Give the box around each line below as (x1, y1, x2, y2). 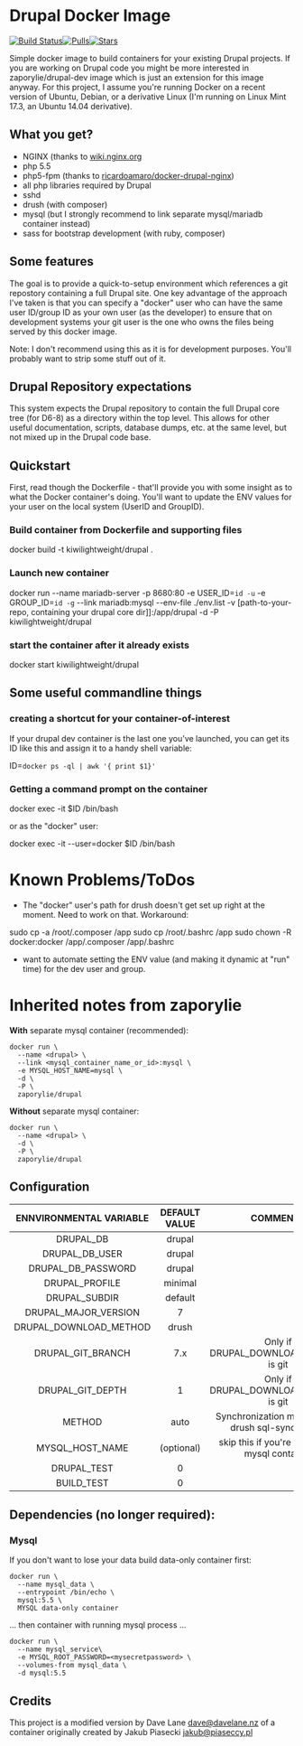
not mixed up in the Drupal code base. (9, 432, 151, 443)
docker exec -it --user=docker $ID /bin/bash (9, 838, 176, 849)
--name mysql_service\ (17, 1645, 103, 1654)
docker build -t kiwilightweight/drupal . (9, 544, 153, 556)
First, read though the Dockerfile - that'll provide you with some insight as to (9, 482, 293, 493)
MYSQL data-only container (17, 1604, 119, 1613)
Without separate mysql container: (9, 1106, 140, 1116)
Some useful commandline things (9, 686, 203, 701)
